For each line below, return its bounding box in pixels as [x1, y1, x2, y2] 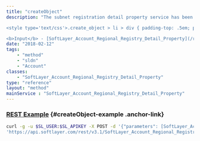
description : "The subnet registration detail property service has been [6, 14, 193, 20]
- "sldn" [17, 57, 39, 63]
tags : [6, 47, 20, 53]
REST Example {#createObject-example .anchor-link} [6, 110, 165, 118]
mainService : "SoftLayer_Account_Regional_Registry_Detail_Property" [6, 91, 185, 97]
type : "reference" [6, 79, 52, 86]
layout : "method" [6, 85, 49, 91]
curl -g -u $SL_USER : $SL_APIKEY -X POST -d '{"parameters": [6, 124, 159, 130]
